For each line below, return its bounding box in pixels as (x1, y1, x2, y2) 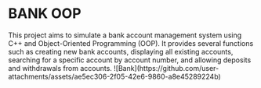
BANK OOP (8, 5, 82, 23)
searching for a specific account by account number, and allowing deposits (8, 55, 252, 65)
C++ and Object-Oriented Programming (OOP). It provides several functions (8, 38, 254, 48)
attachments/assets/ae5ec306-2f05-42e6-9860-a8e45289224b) (8, 72, 221, 81)
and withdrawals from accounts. (8, 63, 112, 72)
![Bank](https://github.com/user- (113, 63, 219, 72)
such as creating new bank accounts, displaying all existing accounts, (8, 47, 234, 56)
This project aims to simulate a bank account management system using (8, 30, 242, 40)
